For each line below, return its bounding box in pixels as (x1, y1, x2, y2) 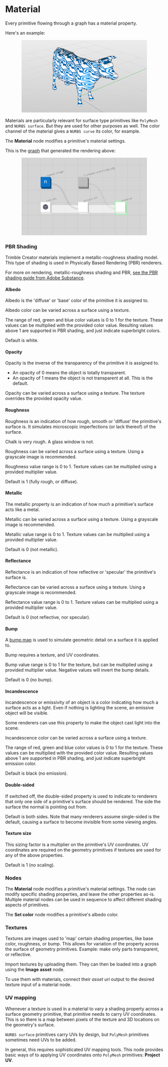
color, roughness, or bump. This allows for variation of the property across (5, 941, 159, 947)
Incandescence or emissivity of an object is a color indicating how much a (5, 699, 158, 705)
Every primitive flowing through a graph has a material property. (5, 20, 137, 26)
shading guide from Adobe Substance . (5, 275, 85, 281)
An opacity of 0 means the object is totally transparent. (12, 370, 126, 376)
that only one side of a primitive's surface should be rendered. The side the (5, 798, 161, 804)
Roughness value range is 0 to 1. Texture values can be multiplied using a (5, 463, 157, 469)
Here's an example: (5, 30, 45, 36)
